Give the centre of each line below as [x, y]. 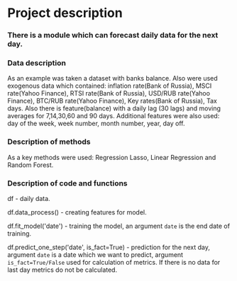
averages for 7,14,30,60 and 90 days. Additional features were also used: [114, 116]
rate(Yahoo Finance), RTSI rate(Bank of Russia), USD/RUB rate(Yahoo [109, 93]
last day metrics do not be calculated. [62, 270]
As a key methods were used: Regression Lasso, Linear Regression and [112, 157]
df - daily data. [29, 199]
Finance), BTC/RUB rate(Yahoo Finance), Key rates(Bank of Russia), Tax [112, 101]
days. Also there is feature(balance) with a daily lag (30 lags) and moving [114, 108]
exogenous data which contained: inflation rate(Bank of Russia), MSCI [110, 86]
